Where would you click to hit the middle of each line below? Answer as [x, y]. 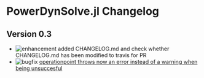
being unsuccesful [39, 68]
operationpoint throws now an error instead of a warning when [118, 62]
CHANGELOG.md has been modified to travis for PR [81, 55]
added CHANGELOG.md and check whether [114, 49]
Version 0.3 [29, 34]
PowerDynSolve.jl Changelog [83, 11]
